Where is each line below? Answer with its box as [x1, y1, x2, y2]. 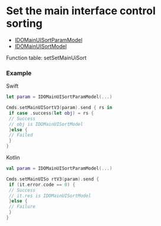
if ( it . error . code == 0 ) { [8, 182, 76, 187]
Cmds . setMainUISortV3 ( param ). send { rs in [6, 105, 112, 111]
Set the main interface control [6, 4, 156, 18]
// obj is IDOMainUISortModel [8, 121, 83, 127]
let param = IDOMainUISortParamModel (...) [6, 94, 112, 100]
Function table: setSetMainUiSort [6, 54, 87, 61]
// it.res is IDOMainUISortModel [8, 193, 92, 199]
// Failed [8, 132, 33, 138]
